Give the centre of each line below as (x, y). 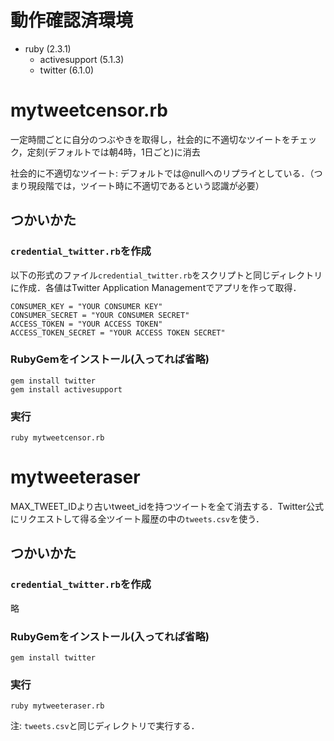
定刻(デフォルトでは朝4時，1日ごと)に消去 (113, 152)
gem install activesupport (66, 389)
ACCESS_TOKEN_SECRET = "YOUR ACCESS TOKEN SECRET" (118, 332)
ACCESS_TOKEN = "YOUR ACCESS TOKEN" (86, 324)
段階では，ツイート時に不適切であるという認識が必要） (150, 185)
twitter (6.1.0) (67, 70)
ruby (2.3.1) (48, 48)
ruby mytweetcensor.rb (57, 438)
